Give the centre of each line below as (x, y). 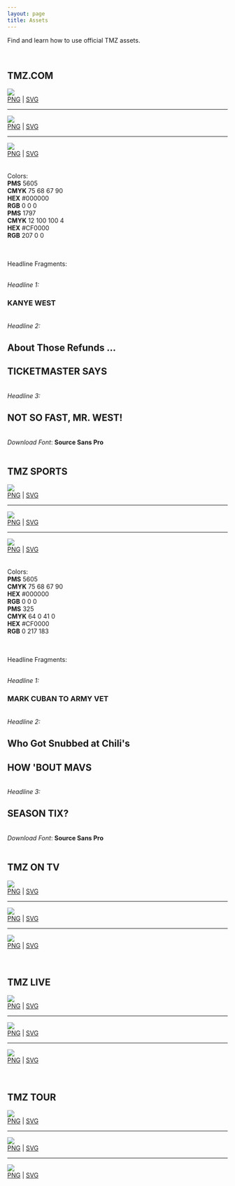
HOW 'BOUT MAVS (50, 767)
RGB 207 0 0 (26, 236)
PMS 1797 (22, 213)
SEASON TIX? (38, 813)
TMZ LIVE (29, 982)
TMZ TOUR (32, 1097)
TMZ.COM (30, 75)
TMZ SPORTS (37, 472)
